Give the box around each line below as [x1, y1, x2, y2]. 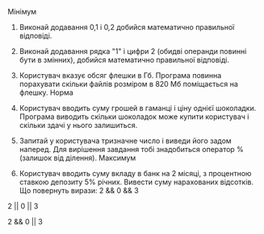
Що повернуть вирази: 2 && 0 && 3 [19, 186, 139, 195]
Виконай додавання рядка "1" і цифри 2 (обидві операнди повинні [19, 47, 247, 55]
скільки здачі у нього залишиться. [19, 121, 138, 129]
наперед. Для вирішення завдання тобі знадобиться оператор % [19, 145, 244, 154]
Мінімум [7, 7, 37, 16]
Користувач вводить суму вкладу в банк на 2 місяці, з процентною [19, 169, 252, 178]
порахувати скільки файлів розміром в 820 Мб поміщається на [19, 80, 239, 88]
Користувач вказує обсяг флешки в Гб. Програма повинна [19, 71, 222, 80]
